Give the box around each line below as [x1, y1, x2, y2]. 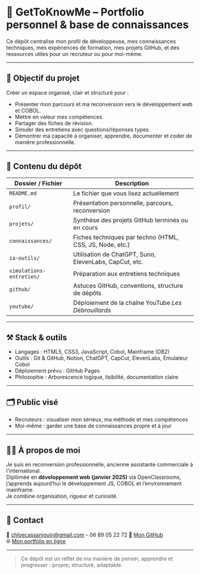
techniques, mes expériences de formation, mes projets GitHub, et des [6, 44, 180, 51]
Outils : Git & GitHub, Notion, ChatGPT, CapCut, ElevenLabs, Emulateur [14, 354, 189, 362]
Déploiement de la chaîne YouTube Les [73, 298, 182, 307]
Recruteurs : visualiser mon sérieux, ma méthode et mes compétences [14, 416, 189, 423]
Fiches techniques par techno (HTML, [73, 233, 179, 241]
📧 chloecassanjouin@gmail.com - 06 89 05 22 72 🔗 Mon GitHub [6, 531, 164, 538]
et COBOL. [14, 107, 42, 114]
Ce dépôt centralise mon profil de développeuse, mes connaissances [6, 38, 176, 45]
